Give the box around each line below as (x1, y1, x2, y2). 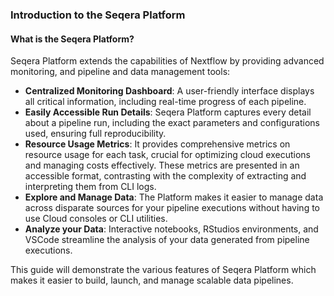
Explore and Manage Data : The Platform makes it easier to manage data (24, 191, 324, 203)
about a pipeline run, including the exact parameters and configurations (24, 117, 321, 129)
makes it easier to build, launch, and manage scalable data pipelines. (10, 274, 294, 287)
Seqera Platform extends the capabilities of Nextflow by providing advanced (10, 55, 325, 67)
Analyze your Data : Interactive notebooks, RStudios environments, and (24, 223, 319, 235)
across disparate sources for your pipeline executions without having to (24, 202, 320, 214)
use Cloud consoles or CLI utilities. (24, 213, 168, 225)
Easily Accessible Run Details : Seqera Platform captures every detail (24, 106, 312, 118)
